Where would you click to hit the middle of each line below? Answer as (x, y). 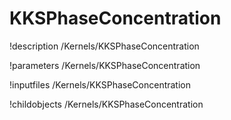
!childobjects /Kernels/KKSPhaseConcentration (106, 104)
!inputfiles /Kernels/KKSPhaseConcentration (100, 84)
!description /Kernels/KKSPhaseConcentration (104, 46)
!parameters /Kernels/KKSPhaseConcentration (105, 65)
